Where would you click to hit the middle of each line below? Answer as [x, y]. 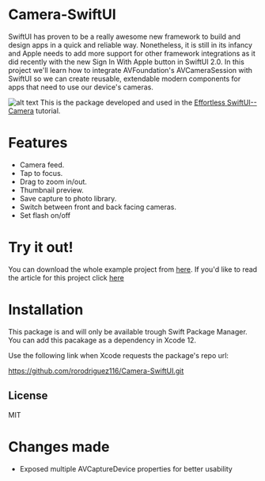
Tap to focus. [41, 173]
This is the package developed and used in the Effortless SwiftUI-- [148, 102]
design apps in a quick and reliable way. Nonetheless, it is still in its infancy [131, 44]
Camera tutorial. [34, 111]
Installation [46, 310]
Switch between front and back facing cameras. [98, 207]
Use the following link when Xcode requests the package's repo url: [119, 355]
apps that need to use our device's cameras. [81, 87]
